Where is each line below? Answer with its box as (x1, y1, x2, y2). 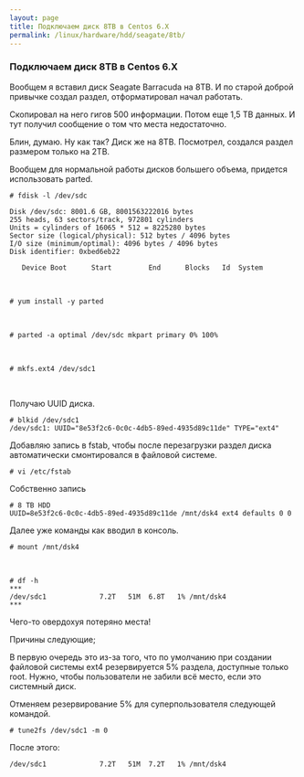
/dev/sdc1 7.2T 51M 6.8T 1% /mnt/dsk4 (9, 591, 226, 601)
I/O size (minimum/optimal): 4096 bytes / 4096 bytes (9, 239, 219, 248)
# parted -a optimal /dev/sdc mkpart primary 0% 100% (9, 330, 219, 339)
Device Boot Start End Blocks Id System (21, 262, 263, 272)
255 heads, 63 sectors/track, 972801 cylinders (9, 215, 194, 224)
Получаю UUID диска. (9, 398, 96, 409)
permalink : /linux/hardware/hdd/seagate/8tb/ (9, 30, 185, 39)
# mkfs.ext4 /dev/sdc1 (9, 364, 96, 373)
